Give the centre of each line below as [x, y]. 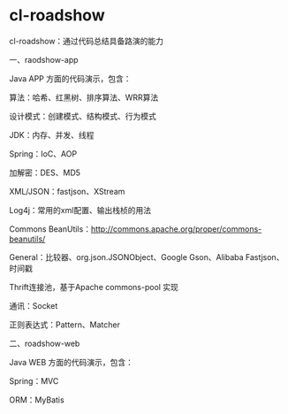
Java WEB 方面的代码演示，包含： [72, 362]
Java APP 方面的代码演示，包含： [70, 78]
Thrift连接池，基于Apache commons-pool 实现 [94, 287]
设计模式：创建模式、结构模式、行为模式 [83, 116]
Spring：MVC [34, 380]
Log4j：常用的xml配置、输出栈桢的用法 [80, 210]
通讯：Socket [34, 305]
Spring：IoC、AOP [43, 153]
